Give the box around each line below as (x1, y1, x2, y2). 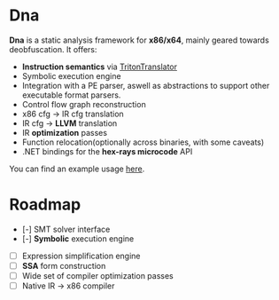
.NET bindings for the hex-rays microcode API (21, 146, 193, 156)
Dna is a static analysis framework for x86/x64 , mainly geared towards (9, 35, 270, 45)
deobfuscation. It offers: (9, 43, 97, 54)
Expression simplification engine (21, 250, 141, 261)
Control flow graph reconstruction (21, 99, 146, 109)
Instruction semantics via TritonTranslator (21, 61, 177, 72)
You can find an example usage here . (9, 163, 145, 174)
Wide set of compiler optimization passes (21, 271, 174, 280)
